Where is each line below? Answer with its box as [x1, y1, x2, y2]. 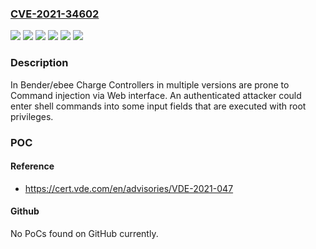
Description [10, 56, 69, 70]
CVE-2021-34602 [10, 7, 100, 21]
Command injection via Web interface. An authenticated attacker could [10, 89, 302, 101]
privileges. [10, 110, 54, 122]
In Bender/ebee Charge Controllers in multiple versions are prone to [10, 78, 290, 91]
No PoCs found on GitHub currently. [10, 227, 159, 239]
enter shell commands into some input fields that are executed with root [10, 100, 307, 112]
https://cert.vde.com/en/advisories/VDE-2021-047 [24, 182, 234, 194]
